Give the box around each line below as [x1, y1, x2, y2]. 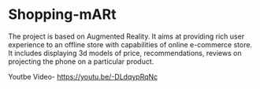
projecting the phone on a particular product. [8, 57, 154, 66]
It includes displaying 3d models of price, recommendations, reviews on [8, 48, 242, 57]
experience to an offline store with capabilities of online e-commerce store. [8, 39, 253, 49]
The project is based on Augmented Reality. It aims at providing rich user [8, 32, 245, 41]
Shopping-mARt [8, 6, 117, 24]
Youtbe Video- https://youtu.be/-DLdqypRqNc [8, 72, 158, 81]
